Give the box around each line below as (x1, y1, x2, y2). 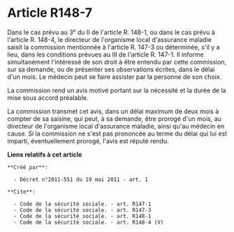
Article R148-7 (7, 5, 93, 21)
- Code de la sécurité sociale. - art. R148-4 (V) (13, 219, 164, 226)
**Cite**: (7, 188, 36, 195)
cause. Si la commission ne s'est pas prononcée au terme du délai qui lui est (7, 129, 228, 138)
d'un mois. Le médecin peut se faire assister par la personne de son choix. (7, 72, 222, 81)
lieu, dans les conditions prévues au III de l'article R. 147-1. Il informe (7, 50, 204, 59)
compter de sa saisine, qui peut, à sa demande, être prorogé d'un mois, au (7, 114, 222, 123)
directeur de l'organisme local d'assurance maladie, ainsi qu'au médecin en (7, 122, 225, 130)
